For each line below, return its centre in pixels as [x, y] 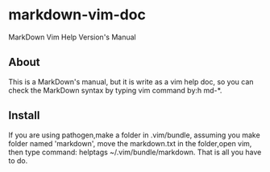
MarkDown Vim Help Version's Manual [72, 37]
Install [24, 115]
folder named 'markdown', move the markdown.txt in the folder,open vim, [130, 143]
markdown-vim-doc [77, 15]
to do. [18, 160]
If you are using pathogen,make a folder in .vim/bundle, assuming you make [134, 135]
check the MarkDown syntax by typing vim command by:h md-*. [115, 90]
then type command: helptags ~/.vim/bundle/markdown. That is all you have [135, 152]
